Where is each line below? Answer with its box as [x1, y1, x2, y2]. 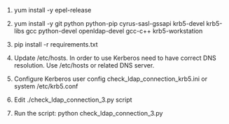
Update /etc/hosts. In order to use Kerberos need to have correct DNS [13, 54, 216, 62]
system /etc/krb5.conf [13, 82, 78, 90]
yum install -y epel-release [13, 6, 92, 14]
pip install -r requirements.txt [13, 40, 98, 48]
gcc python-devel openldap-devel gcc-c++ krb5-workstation [25, 27, 203, 35]
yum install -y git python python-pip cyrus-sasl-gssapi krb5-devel [13, 20, 205, 27]
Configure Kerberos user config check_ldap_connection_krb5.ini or [13, 75, 208, 83]
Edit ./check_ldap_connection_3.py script [13, 95, 132, 104]
